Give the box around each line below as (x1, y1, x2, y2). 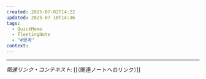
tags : (6, 20, 20, 26)
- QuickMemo (12, 26, 43, 32)
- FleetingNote (12, 32, 51, 38)
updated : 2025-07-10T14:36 (6, 15, 75, 21)
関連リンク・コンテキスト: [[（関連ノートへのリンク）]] (6, 66, 141, 73)
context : (6, 43, 29, 49)
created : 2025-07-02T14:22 (6, 9, 75, 15)
